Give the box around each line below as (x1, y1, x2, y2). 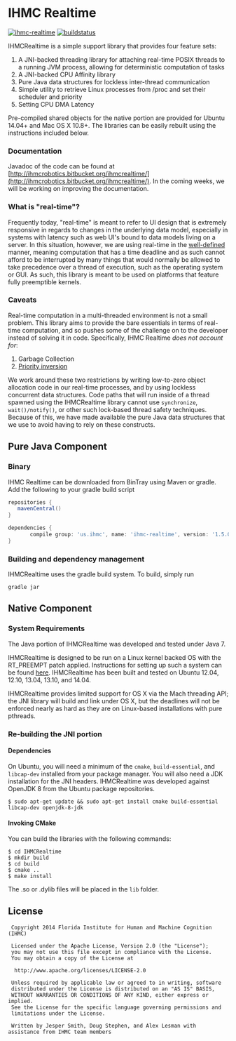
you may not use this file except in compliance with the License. (11, 948, 212, 955)
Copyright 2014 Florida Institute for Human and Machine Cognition (11, 924, 212, 931)
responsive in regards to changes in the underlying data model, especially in (8, 225, 228, 234)
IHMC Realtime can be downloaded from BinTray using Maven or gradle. (8, 477, 216, 486)
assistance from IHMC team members (8, 1028, 112, 1035)
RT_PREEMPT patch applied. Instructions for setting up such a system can (8, 661, 223, 669)
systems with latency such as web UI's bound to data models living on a (8, 233, 216, 241)
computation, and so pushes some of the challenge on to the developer (22, 326, 228, 334)
